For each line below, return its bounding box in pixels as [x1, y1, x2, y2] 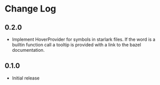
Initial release [12, 75, 40, 81]
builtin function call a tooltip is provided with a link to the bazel [12, 42, 141, 48]
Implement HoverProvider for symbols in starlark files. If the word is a [12, 36, 156, 42]
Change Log [5, 3, 56, 15]
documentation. [12, 47, 45, 53]
